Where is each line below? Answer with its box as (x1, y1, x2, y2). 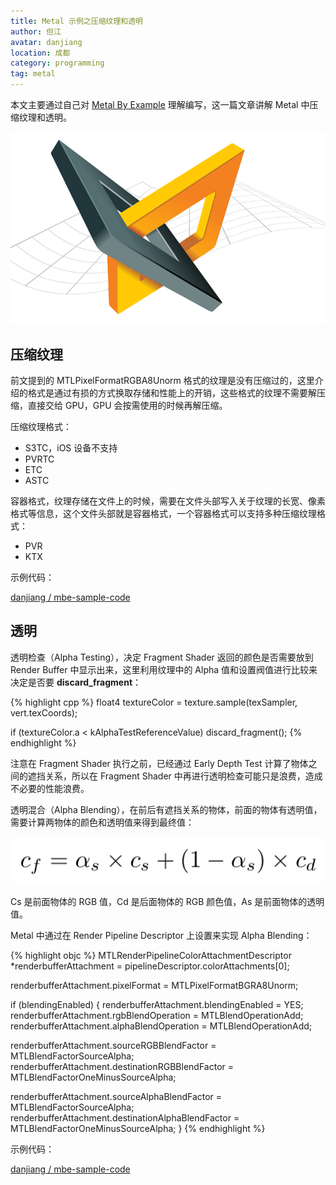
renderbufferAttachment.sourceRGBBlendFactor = (10, 1039, 217, 1051)
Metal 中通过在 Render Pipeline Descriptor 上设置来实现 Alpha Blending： (10, 929, 313, 941)
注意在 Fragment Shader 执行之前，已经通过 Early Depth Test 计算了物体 (10, 757, 309, 769)
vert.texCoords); (10, 706, 78, 719)
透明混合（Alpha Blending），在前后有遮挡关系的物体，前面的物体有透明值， (10, 803, 323, 815)
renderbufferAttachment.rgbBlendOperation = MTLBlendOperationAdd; (10, 1009, 304, 1021)
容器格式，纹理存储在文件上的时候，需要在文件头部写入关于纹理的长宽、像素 (10, 495, 326, 507)
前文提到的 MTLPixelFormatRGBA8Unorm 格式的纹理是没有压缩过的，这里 (10, 374, 315, 386)
